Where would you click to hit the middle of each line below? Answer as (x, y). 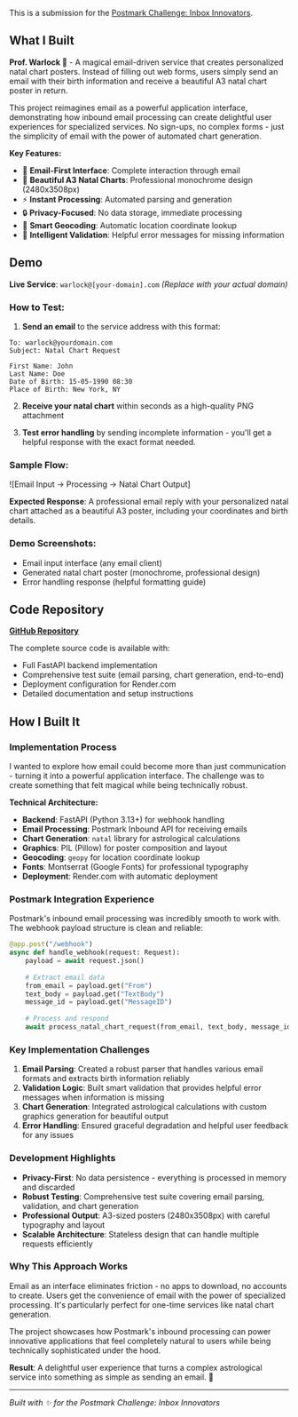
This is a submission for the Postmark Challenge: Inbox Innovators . (131, 13)
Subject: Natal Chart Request (65, 350)
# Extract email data (65, 977)
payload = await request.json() (85, 961)
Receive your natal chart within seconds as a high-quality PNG (138, 406)
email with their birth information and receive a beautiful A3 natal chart (138, 81)
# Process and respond (67, 1019)
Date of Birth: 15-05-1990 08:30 (71, 381)
